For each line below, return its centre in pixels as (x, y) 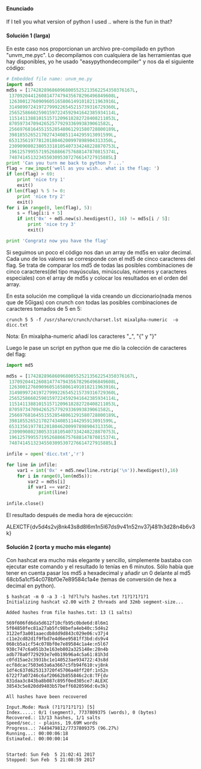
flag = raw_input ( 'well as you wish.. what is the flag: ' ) (83, 168)
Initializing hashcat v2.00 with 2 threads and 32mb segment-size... (95, 602)
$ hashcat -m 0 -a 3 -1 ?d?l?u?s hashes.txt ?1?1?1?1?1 (77, 597)
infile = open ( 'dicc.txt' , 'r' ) (45, 454)
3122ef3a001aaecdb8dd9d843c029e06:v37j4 (58, 634)
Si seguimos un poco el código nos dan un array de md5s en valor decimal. (99, 252)
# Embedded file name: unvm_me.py (49, 79)
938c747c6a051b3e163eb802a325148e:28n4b (58, 649)
